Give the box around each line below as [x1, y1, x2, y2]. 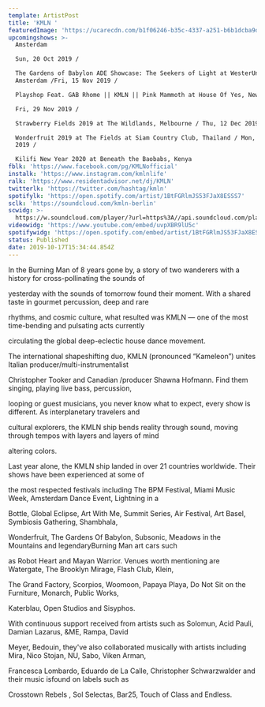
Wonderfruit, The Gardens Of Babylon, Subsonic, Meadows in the [8, 532, 222, 541]
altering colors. [8, 446, 58, 455]
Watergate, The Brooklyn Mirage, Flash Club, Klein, [8, 564, 174, 574]
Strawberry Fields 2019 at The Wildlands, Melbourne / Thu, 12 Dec [15, 119, 242, 127]
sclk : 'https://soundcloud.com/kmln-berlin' [8, 199, 157, 208]
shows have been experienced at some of [8, 469, 144, 479]
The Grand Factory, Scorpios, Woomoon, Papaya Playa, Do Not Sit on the [8, 579, 246, 589]
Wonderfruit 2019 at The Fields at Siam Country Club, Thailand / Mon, [15, 133, 256, 142]
